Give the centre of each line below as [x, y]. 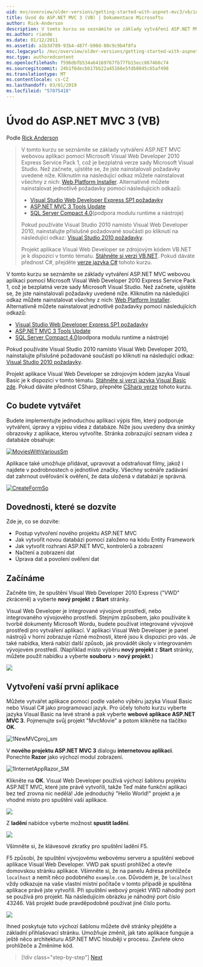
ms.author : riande [29, 35]
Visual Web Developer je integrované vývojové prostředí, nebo [84, 611]
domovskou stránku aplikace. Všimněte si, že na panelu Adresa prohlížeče [99, 871]
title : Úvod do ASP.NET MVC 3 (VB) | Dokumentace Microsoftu [85, 18]
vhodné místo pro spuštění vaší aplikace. [57, 800]
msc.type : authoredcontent [40, 57]
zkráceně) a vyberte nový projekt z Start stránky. [68, 599]
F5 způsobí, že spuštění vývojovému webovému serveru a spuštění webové [100, 858]
